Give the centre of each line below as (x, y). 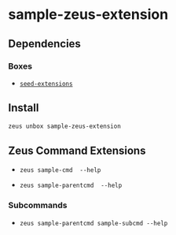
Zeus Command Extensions (77, 150)
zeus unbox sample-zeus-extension (65, 126)
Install (24, 108)
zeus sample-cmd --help (60, 170)
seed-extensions (46, 84)
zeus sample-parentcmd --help (71, 186)
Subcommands (38, 205)
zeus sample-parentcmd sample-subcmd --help (93, 223)
